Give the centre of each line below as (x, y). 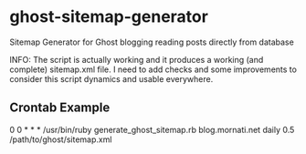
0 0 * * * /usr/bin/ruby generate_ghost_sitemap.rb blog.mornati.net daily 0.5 (152, 129)
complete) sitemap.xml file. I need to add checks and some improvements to (153, 69)
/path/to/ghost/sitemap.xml (61, 139)
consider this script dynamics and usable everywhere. (111, 78)
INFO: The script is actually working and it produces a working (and (137, 59)
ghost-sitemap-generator (109, 17)
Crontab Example (60, 108)
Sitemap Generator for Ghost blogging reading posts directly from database (152, 42)
